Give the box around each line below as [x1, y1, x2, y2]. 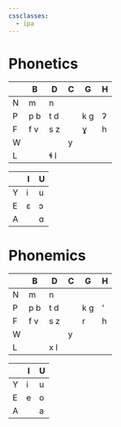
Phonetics [8, 54, 79, 73]
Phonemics [8, 246, 87, 265]
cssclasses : [8, 11, 49, 20]
